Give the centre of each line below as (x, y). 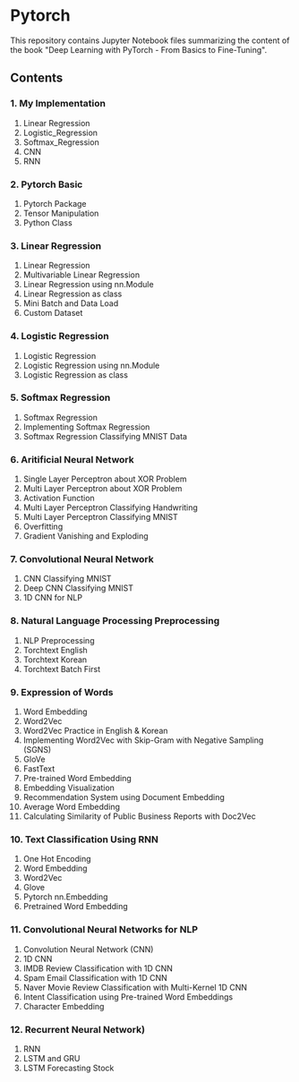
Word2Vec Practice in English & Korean (95, 731)
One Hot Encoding (57, 859)
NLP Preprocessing (59, 640)
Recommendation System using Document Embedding (124, 797)
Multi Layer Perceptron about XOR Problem (103, 489)
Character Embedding (64, 1006)
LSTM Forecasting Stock (68, 1068)
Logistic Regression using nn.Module (91, 365)
